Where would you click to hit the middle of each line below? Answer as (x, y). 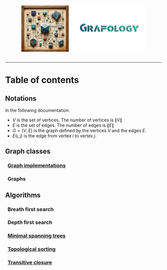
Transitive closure (30, 263)
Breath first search (30, 209)
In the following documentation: (38, 110)
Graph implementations (37, 166)
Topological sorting (31, 249)
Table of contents (42, 80)
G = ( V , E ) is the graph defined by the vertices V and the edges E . (79, 131)
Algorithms (23, 195)
